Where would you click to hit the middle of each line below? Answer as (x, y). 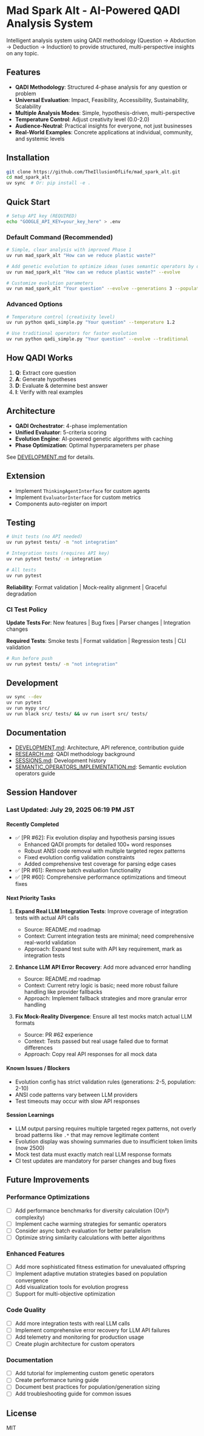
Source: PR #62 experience (58, 1035)
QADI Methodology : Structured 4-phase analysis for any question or (101, 87)
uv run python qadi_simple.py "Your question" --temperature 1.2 (90, 323)
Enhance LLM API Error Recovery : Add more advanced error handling (103, 967)
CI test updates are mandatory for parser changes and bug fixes (95, 1161)
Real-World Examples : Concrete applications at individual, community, (104, 132)
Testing (21, 522)
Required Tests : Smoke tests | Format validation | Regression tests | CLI (96, 641)
